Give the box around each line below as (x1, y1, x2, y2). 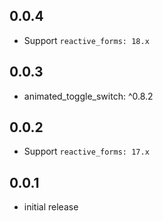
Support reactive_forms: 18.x (23, 34, 150, 46)
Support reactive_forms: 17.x (23, 145, 150, 158)
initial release (23, 201, 79, 213)
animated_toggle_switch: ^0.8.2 (23, 90, 154, 102)
